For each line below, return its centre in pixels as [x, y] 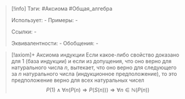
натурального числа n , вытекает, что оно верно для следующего [94, 67]
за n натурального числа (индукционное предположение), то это [94, 74]
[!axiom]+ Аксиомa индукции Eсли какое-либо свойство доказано [95, 55]
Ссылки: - [24, 32]
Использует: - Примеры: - [44, 20]
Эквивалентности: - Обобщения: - [55, 43]
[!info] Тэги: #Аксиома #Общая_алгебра [62, 9]
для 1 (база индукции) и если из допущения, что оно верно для [91, 61]
